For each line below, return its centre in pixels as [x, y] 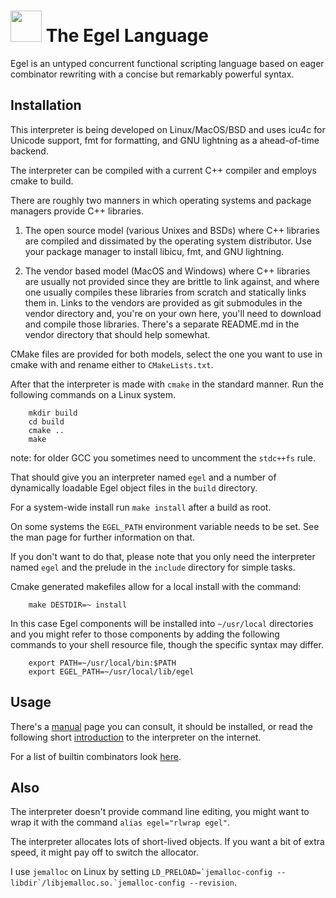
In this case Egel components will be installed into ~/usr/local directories [162, 623]
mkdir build [53, 413]
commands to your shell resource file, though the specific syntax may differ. [167, 644]
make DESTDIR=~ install [78, 605]
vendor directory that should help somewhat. [117, 334]
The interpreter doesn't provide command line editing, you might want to [160, 812]
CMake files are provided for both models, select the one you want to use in [166, 354]
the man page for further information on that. [103, 537]
